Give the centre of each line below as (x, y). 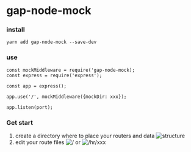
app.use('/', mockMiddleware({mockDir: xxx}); (67, 97)
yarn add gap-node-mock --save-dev (52, 42)
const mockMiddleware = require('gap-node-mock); (71, 70)
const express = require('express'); (54, 75)
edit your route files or (48, 142)
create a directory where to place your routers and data (85, 136)
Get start (20, 122)
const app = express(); (37, 86)
